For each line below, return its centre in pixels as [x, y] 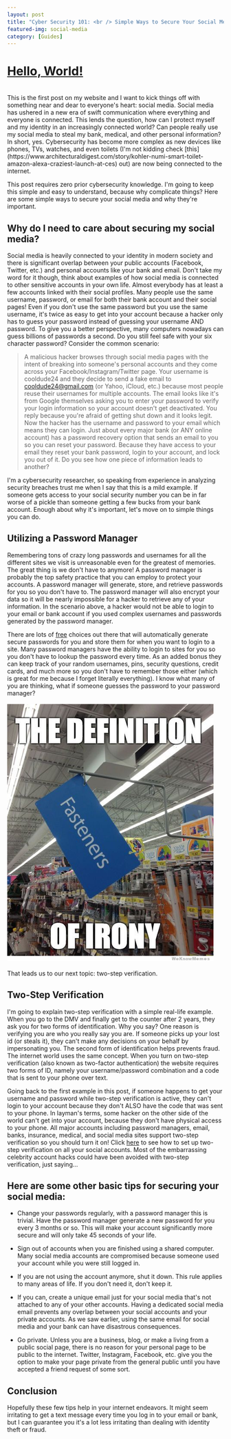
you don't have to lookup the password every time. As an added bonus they [114, 656]
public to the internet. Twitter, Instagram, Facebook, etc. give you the [115, 1355]
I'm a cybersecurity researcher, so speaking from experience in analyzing [111, 480]
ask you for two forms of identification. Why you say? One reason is [103, 1026]
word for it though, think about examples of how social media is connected [113, 277]
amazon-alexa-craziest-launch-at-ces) [62, 164]
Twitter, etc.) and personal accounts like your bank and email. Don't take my [114, 270]
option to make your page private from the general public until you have [119, 1362]
